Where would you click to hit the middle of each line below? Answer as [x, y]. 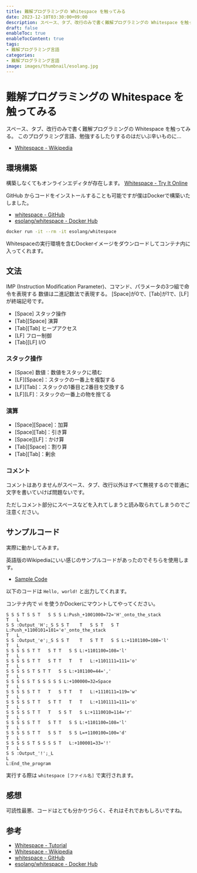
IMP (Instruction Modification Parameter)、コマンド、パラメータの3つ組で [95, 286]
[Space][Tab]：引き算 [41, 432]
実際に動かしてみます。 [34, 547]
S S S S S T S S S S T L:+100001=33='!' [59, 743]
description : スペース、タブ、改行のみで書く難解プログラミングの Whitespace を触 [98, 22]
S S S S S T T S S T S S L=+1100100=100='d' [67, 733]
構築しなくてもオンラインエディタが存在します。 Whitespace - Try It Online [97, 183]
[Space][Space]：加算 [41, 425]
